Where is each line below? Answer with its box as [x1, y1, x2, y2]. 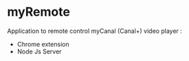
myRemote [7, 4, 71, 20]
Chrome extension [16, 40, 70, 48]
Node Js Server [16, 47, 62, 56]
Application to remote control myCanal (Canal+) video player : [7, 27, 182, 35]
